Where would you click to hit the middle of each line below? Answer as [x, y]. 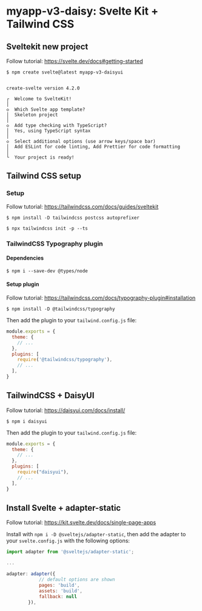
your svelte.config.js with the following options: [68, 541]
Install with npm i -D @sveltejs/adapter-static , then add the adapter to [96, 534]
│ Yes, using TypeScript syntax [49, 131]
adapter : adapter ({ [31, 574]
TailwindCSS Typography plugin [55, 243]
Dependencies [25, 258]
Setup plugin [23, 285]
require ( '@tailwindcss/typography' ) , [65, 360]
